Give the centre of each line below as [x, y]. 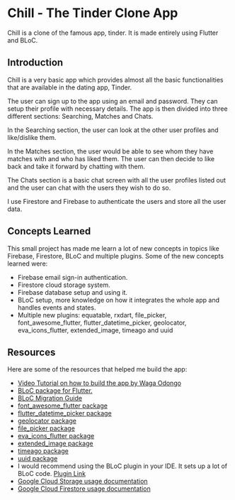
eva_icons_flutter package [56, 436]
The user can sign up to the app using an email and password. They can [113, 101]
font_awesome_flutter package [63, 406]
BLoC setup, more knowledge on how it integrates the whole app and [119, 300]
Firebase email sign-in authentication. [73, 277]
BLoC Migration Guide [50, 398]
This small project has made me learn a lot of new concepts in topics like [113, 248]
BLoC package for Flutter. [55, 391]
